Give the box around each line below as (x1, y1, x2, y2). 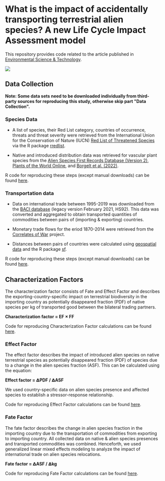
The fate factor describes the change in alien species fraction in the (5, 425, 143, 431)
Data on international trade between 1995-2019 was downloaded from (12, 201, 155, 207)
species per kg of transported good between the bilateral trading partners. (5, 304, 156, 310)
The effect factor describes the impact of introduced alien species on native (5, 352, 160, 358)
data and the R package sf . (12, 246, 67, 252)
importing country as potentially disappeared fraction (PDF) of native (5, 299, 145, 305)
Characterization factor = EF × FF (5, 314, 75, 320)
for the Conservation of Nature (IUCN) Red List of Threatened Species (12, 137, 155, 143)
